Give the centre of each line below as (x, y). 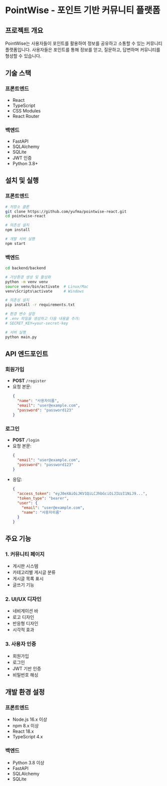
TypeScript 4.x (28, 737)
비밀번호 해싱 (25, 675)
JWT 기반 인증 (27, 669)
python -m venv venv (27, 282)
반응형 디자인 (25, 623)
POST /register (29, 381)
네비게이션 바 (25, 611)
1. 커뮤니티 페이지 (25, 554)
